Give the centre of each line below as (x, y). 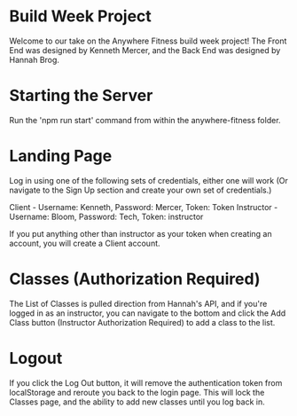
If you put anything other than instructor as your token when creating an (141, 233)
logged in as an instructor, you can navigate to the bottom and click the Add (148, 313)
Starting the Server (81, 96)
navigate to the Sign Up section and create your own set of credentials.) (141, 190)
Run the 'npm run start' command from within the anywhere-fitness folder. (145, 120)
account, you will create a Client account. (85, 243)
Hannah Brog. (35, 59)
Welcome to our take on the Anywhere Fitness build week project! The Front (148, 41)
